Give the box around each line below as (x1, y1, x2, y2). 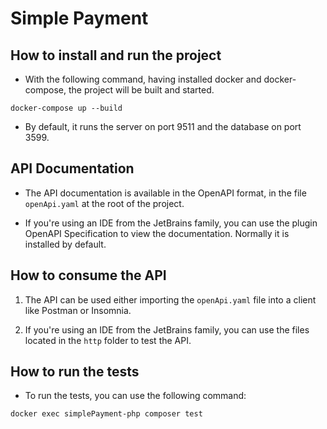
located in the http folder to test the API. (24, 334, 192, 346)
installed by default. (24, 238, 107, 250)
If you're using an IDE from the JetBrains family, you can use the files (24, 323, 310, 336)
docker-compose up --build (10, 103, 123, 113)
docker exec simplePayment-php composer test (10, 409, 203, 419)
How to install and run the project (10, 47, 222, 64)
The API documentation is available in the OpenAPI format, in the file (24, 187, 307, 199)
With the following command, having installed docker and (24, 73, 262, 85)
